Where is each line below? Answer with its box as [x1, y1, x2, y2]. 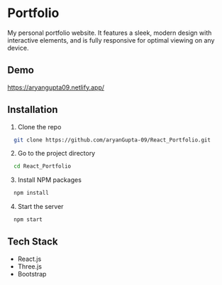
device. [7, 43, 29, 52]
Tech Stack [7, 236, 58, 248]
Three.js [17, 262, 43, 271]
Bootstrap [17, 269, 47, 278]
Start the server [17, 203, 64, 211]
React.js [17, 254, 42, 263]
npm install [13, 190, 50, 197]
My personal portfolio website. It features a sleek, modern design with [7, 28, 212, 37]
